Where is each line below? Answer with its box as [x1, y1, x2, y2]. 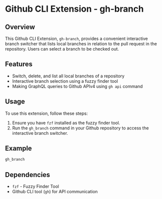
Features [5, 60, 33, 69]
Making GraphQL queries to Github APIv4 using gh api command [12, 83, 143, 89]
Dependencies [5, 170, 50, 179]
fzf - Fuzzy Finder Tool [12, 183, 59, 189]
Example [5, 145, 32, 153]
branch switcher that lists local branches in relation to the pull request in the [5, 41, 157, 47]
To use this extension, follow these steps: [5, 110, 88, 116]
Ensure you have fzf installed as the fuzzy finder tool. [12, 120, 120, 126]
